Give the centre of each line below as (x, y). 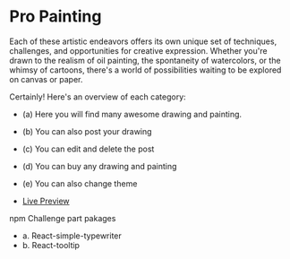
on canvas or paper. (46, 79)
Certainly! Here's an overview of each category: (98, 97)
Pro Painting (55, 17)
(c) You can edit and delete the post (88, 149)
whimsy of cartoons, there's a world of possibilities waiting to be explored (145, 70)
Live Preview (46, 201)
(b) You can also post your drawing (87, 131)
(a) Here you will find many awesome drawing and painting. (132, 114)
